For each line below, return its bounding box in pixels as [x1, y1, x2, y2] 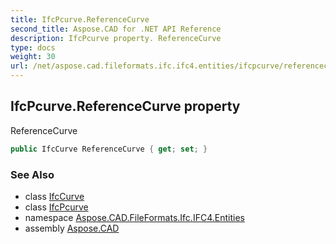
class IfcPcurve [24, 201, 89, 213]
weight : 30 [10, 52, 56, 62]
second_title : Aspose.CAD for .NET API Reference [10, 24, 222, 34]
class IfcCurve [24, 190, 85, 202]
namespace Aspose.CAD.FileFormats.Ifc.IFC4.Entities [24, 211, 245, 223]
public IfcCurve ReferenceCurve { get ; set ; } [10, 144, 208, 154]
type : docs [10, 42, 56, 53]
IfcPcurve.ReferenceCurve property [10, 98, 241, 115]
